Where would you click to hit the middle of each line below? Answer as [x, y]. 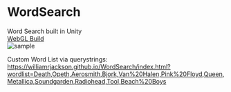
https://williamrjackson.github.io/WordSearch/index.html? [89, 66]
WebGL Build [26, 38]
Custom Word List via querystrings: [57, 59]
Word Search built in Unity [45, 31]
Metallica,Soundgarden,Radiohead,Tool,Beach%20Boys [87, 81]
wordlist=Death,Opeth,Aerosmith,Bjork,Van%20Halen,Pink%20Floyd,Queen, [116, 74]
